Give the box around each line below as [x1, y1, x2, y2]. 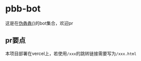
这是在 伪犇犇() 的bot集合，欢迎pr [5, 20, 74, 26]
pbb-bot [5, 3, 41, 14]
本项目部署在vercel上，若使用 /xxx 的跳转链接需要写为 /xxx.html [5, 50, 137, 56]
